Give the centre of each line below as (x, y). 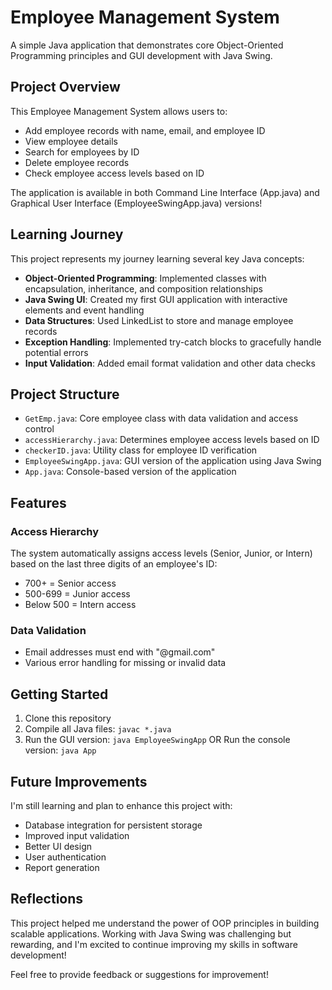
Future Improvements (79, 781)
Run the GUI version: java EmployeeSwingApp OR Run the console (157, 740)
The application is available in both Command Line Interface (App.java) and (165, 192)
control (39, 429)
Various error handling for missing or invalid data (125, 663)
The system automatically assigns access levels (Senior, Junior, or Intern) (161, 553)
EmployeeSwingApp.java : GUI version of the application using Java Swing (173, 461)
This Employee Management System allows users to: (119, 111)
